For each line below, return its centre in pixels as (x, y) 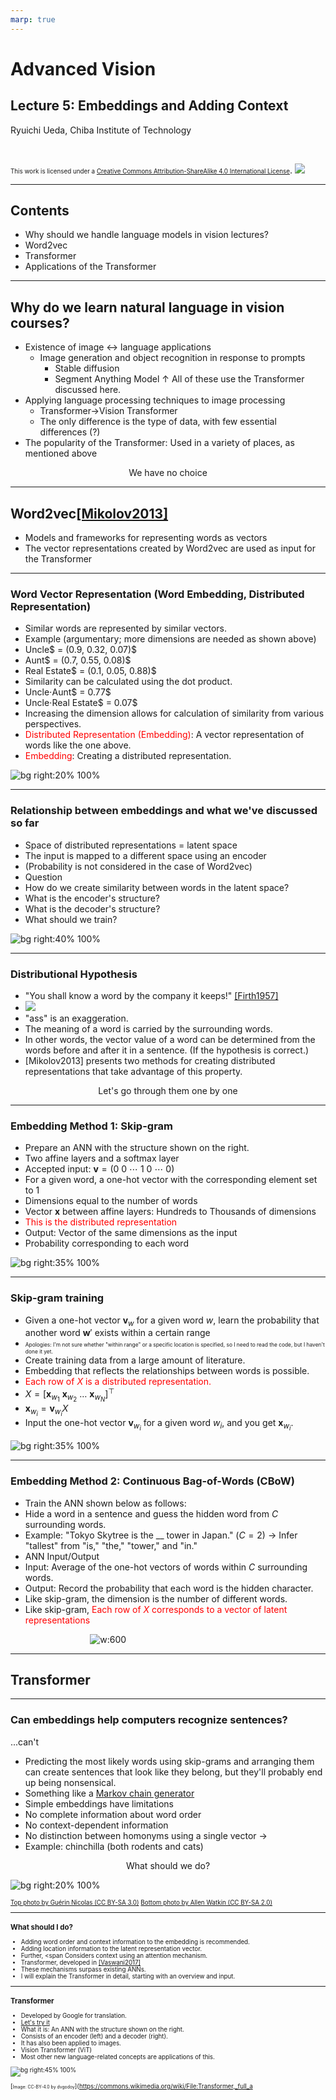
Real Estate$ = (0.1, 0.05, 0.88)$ (90, 671)
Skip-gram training (57, 1298)
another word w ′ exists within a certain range (117, 1333)
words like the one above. (78, 745)
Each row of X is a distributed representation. (118, 1382)
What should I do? (41, 1927)
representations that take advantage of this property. (133, 1071)
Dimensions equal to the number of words (111, 1201)
